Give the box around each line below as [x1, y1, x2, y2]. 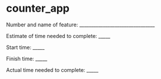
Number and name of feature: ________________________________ [6, 21, 155, 28]
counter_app [6, 2, 70, 15]
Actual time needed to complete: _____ [6, 66, 98, 73]
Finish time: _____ [6, 55, 48, 62]
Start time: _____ [6, 43, 45, 51]
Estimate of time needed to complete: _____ [6, 32, 111, 39]
